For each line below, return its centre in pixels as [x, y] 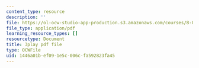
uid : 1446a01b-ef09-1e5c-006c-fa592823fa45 [61, 56]
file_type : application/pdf [41, 28]
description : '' [26, 17]
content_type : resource [36, 12]
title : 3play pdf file [34, 45]
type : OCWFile [24, 50]
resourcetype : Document [36, 39]
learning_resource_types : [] [42, 34]
